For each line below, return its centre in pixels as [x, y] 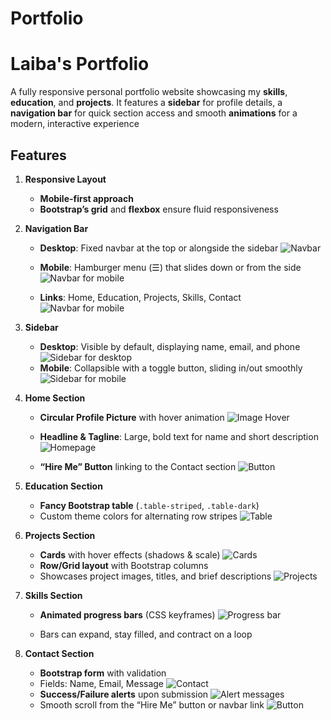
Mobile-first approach [86, 198]
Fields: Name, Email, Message [102, 683]
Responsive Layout [65, 179]
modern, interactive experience [75, 124]
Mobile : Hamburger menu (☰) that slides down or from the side [170, 267]
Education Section [63, 486]
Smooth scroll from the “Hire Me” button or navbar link [152, 704]
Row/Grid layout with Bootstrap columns [124, 565]
